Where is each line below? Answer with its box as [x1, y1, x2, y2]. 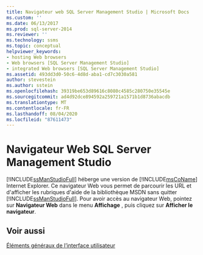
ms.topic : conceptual [6, 43, 62, 49]
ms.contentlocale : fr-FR [6, 105, 69, 111]
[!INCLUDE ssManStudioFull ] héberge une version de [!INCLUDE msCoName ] [6, 176, 198, 183]
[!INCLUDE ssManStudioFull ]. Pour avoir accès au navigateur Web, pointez [6, 195, 192, 203]
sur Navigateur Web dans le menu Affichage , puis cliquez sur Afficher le [6, 201, 193, 209]
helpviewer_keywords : [6, 49, 62, 55]
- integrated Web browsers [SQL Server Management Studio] [6, 65, 160, 72]
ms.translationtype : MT [6, 99, 67, 105]
